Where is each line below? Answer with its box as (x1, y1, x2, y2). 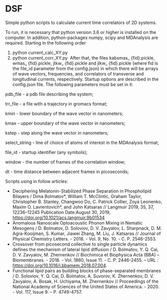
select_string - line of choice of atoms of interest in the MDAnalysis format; (5, 139, 160, 145)
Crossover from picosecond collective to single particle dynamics (12, 241, 148, 247)
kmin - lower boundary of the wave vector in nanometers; (5, 110, 124, 116)
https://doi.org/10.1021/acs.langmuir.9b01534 (12, 214, 105, 220)
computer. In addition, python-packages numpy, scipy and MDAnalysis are (5, 34, 159, 40)
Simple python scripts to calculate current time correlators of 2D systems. (5, 19, 157, 25)
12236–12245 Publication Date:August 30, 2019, (12, 209, 111, 215)
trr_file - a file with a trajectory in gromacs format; (5, 100, 108, 106)
